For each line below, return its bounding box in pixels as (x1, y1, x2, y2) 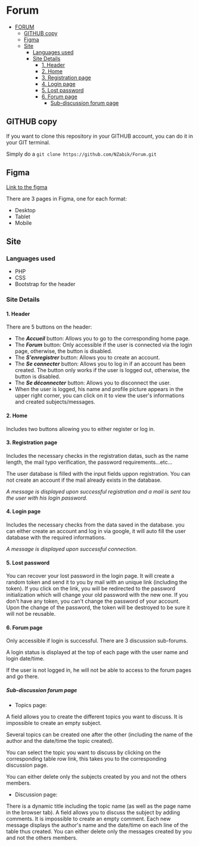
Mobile (14, 219, 32, 227)
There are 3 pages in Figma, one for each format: (6, 195, 127, 202)
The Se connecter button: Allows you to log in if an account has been (14, 360, 186, 367)
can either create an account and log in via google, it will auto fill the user (6, 527, 186, 534)
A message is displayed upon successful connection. (6, 545, 138, 552)
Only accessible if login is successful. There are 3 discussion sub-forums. (6, 637, 188, 644)
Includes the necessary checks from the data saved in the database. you (6, 521, 185, 528)
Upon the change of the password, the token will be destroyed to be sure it (6, 604, 190, 611)
